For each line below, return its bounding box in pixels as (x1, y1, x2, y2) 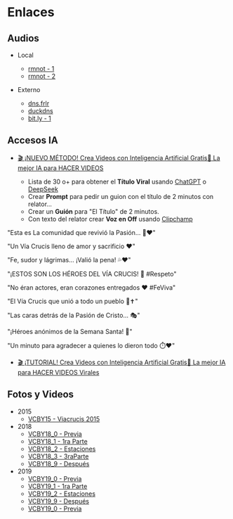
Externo (17, 86, 41, 94)
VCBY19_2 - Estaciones (27, 489, 96, 498)
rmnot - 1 (27, 65, 55, 72)
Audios (7, 32, 40, 44)
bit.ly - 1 (27, 114, 51, 122)
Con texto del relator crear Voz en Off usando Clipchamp (27, 214, 193, 223)
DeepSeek (27, 184, 58, 193)
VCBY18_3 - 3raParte (27, 451, 89, 461)
